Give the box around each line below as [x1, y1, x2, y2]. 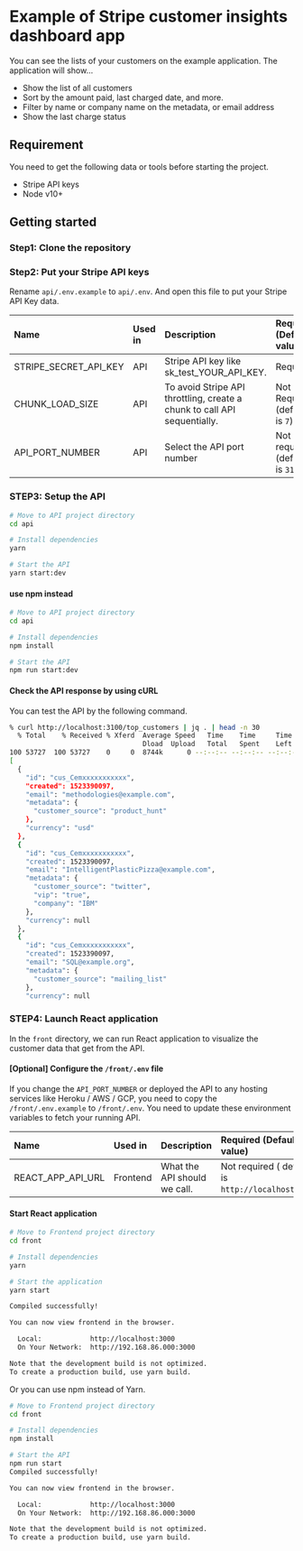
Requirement [9, 137, 84, 152]
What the [161, 1159, 200, 1172]
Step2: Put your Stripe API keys [9, 265, 150, 278]
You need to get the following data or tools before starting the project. [9, 161, 269, 172]
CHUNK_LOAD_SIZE [14, 398, 99, 411]
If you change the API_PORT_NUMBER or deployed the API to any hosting [9, 1083, 268, 1094]
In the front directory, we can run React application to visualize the [9, 1033, 259, 1044]
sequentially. [164, 415, 219, 428]
